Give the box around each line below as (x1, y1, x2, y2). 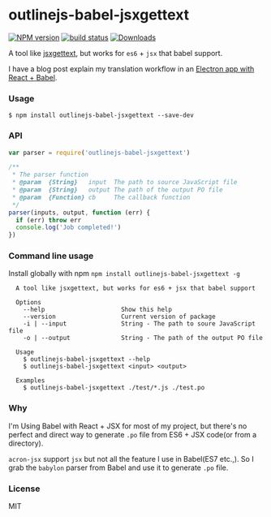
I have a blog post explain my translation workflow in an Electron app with (8, 63, 255, 74)
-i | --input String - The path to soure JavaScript (23, 320, 256, 328)
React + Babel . (8, 72, 58, 82)
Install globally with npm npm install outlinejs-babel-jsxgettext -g (8, 269, 241, 278)
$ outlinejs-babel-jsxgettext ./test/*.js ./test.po (23, 384, 205, 392)
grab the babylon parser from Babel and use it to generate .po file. (8, 463, 229, 472)
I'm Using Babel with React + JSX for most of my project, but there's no (8, 420, 247, 431)
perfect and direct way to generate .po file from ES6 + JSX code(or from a (8, 429, 257, 439)
